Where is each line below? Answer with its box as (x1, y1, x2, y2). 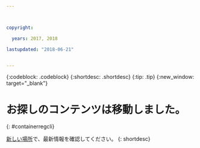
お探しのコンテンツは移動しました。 (6, 103, 186, 116)
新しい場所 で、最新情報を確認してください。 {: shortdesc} (6, 135, 151, 143)
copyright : (6, 25, 34, 31)
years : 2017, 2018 (11, 35, 58, 42)
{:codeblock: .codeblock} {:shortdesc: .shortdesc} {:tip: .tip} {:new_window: (6, 73, 195, 81)
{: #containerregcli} (6, 123, 55, 130)
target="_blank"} (6, 79, 48, 87)
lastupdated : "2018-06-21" (6, 46, 74, 52)
